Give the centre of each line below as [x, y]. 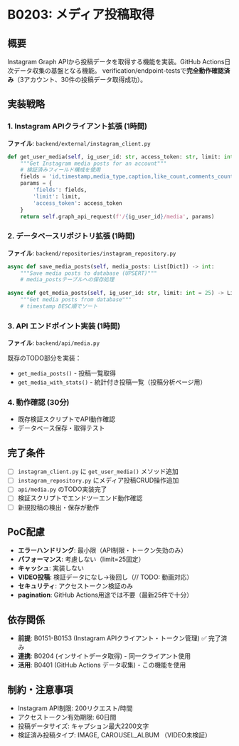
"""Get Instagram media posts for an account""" [94, 163]
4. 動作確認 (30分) [38, 403]
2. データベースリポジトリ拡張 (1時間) [71, 236]
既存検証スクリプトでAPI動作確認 [67, 419]
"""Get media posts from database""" [76, 300]
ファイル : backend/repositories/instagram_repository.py [92, 253]
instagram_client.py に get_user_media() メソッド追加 [98, 471]
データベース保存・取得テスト [61, 428]
